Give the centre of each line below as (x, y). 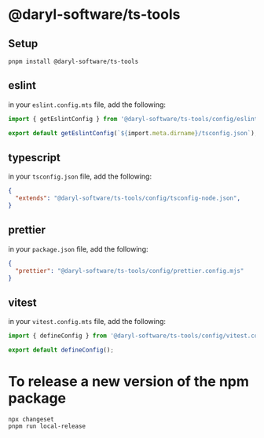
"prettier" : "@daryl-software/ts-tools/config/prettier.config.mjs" (130, 271)
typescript (34, 158)
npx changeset (31, 419)
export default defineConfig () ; (61, 350)
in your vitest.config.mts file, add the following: (87, 322)
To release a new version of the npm (129, 382)
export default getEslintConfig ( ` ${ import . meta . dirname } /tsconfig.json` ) (132, 133)
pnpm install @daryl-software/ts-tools (73, 61)
